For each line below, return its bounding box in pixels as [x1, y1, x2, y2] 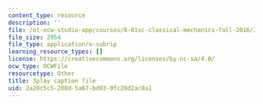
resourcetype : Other [8, 70, 76, 77]
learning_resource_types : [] [8, 48, 103, 56]
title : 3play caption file [8, 77, 96, 84]
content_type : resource [8, 11, 86, 20]
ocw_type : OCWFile [8, 63, 68, 70]
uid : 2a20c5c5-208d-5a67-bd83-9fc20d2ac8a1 [8, 84, 153, 92]
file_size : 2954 [8, 33, 61, 41]
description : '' [8, 19, 61, 27]
